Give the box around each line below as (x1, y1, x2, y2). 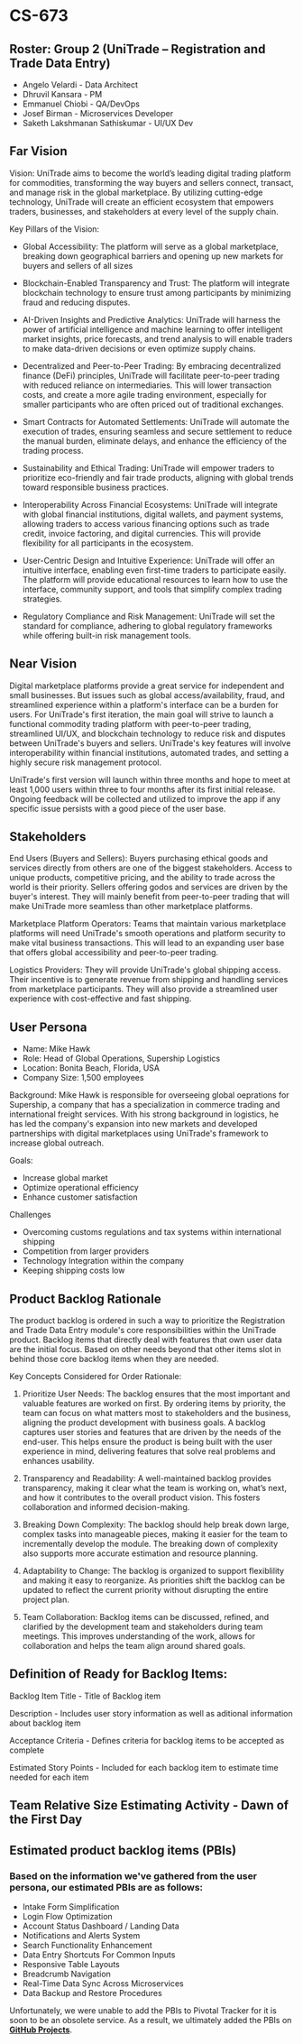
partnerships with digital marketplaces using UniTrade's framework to (9, 1128, 269, 1139)
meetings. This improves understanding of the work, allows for (22, 1631, 255, 1642)
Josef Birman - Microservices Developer (22, 108, 174, 118)
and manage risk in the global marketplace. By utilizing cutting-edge (9, 187, 263, 198)
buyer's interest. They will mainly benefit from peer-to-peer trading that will (9, 891, 290, 902)
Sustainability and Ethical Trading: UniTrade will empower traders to (22, 462, 275, 474)
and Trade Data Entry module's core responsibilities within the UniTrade (9, 1325, 277, 1336)
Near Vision (9, 656, 78, 672)
